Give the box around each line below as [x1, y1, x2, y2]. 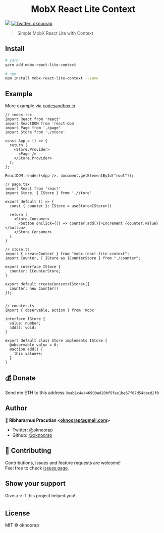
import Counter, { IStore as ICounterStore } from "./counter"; [5, 256, 141, 261]
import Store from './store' [5, 130, 65, 135]
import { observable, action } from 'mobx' [5, 308, 97, 313]
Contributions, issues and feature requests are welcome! [5, 460, 121, 466]
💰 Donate [5, 374, 36, 383]
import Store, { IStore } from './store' [5, 191, 92, 196]
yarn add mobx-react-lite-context [5, 62, 77, 67]
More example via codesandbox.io [5, 103, 76, 109]
